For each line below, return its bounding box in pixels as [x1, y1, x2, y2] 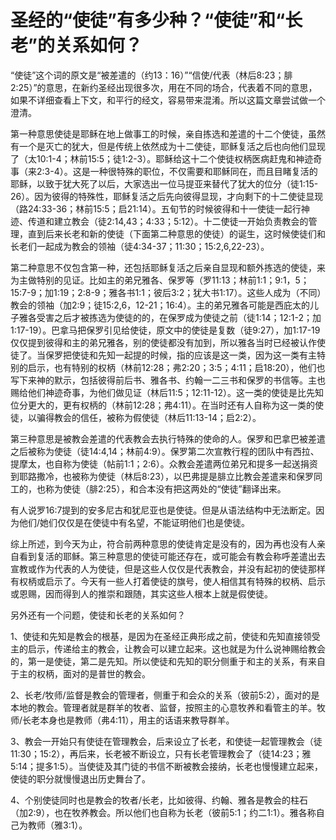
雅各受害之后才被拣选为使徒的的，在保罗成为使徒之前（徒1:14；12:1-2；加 [18, 311, 322, 323]
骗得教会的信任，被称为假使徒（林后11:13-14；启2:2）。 [36, 411, 262, 423]
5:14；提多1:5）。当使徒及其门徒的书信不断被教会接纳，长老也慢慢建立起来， [10, 760, 324, 772]
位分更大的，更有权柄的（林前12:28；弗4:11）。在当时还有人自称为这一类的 [10, 399, 315, 411]
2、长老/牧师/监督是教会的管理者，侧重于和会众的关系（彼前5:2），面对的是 [10, 689, 320, 701]
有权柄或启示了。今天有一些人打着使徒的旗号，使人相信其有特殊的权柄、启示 [10, 575, 326, 587]
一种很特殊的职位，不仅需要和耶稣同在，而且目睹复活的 [89, 165, 318, 177]
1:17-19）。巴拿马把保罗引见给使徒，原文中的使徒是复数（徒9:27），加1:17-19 [10, 324, 321, 336]
